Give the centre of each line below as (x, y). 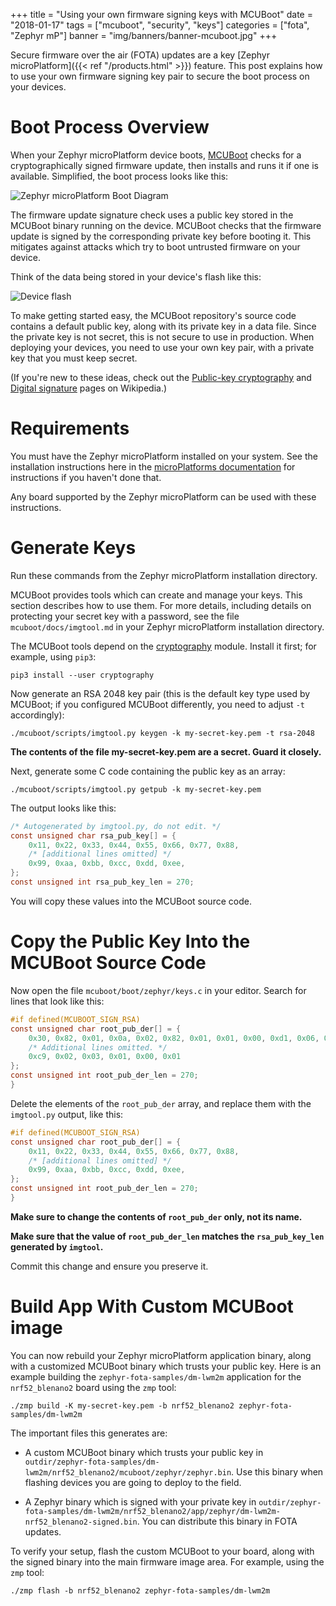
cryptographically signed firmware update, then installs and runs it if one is (164, 165)
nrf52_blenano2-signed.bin (81, 1522)
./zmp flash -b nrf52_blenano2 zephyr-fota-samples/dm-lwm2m (140, 1590)
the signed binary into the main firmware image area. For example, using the (167, 1561)
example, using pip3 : (53, 656)
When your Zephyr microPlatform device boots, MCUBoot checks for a (156, 155)
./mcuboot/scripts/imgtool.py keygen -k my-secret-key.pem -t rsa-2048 (162, 733)
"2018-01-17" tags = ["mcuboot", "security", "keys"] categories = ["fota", (160, 25)
